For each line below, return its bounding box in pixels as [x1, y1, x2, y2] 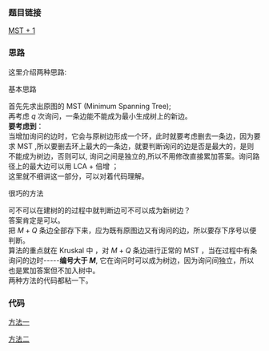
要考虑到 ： [8, 121, 44, 131]
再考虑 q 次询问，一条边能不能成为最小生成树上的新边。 [8, 111, 192, 121]
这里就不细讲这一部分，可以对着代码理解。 [8, 171, 149, 181]
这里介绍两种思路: [8, 67, 67, 77]
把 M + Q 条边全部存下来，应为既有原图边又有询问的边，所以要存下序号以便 [8, 225, 257, 235]
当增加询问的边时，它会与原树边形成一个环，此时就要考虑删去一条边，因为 [8, 131, 254, 141]
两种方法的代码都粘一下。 [8, 275, 93, 285]
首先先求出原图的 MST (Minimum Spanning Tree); [8, 101, 172, 111]
